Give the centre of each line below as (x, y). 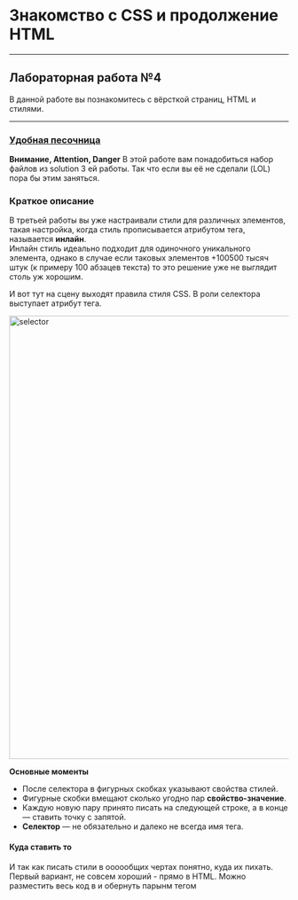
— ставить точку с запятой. (74, 818)
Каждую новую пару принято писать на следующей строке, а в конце (155, 808)
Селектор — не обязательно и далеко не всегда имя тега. (133, 826)
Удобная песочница (55, 140)
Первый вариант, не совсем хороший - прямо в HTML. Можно (128, 876)
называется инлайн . (48, 239)
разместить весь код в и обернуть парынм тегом (103, 885)
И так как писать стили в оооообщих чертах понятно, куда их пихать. (141, 866)
